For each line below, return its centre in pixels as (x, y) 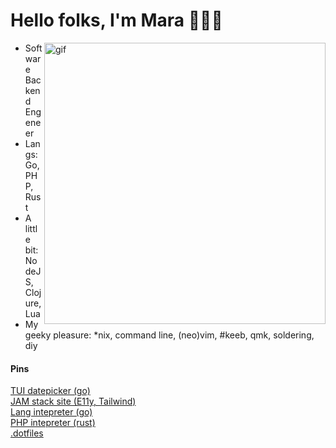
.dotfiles (27, 433)
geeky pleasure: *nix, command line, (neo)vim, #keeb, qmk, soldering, (169, 335)
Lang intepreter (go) (51, 412)
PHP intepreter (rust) (53, 423)
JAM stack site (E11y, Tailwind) (73, 401)
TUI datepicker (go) (50, 391)
